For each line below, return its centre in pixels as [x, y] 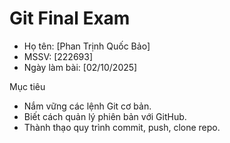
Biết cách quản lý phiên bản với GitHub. [105, 116]
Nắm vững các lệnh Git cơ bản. [87, 106]
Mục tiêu [27, 86]
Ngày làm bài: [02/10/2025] [80, 67]
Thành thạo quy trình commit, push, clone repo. [122, 127]
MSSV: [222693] [58, 56]
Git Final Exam [70, 18]
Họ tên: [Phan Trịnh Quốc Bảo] [87, 46]
